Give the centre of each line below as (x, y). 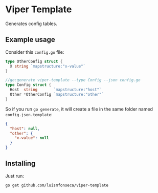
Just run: (15, 176)
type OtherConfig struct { (34, 61)
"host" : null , (25, 128)
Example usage (30, 40)
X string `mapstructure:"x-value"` (48, 66)
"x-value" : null (32, 138)
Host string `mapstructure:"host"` (56, 90)
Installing (20, 164)
